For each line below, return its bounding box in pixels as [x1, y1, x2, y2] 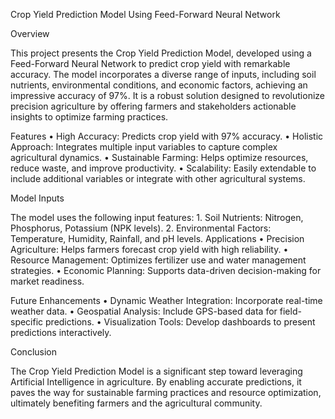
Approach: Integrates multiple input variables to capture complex [10, 141, 278, 153]
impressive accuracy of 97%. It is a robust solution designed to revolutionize [10, 90, 325, 101]
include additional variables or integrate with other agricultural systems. [10, 173, 306, 184]
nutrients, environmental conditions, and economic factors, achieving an [10, 79, 308, 91]
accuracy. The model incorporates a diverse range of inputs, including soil [10, 69, 317, 80]
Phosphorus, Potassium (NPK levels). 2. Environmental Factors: [10, 222, 272, 234]
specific [10, 316, 44, 328]
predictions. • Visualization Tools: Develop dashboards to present [45, 316, 316, 328]
